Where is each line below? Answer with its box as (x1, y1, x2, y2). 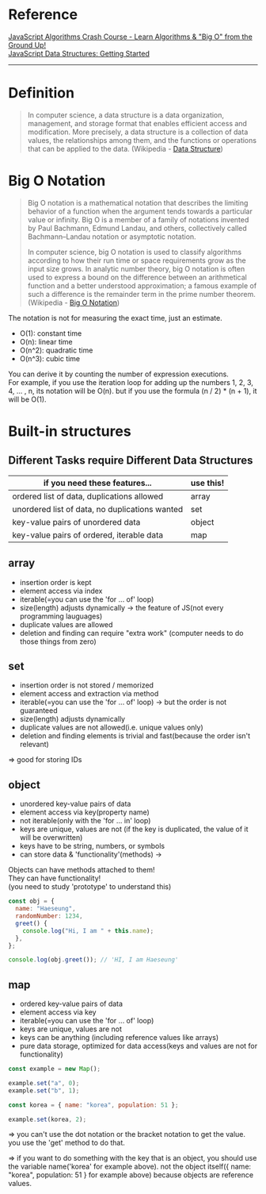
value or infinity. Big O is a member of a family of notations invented (27, 214, 249, 224)
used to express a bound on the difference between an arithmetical (27, 272, 248, 282)
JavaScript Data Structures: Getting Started (8, 48, 150, 58)
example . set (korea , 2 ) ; (8, 1115, 87, 1123)
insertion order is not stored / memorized (19, 680, 154, 690)
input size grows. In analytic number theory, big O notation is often (27, 264, 245, 273)
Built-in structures (8, 422, 132, 440)
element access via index (19, 586, 103, 595)
